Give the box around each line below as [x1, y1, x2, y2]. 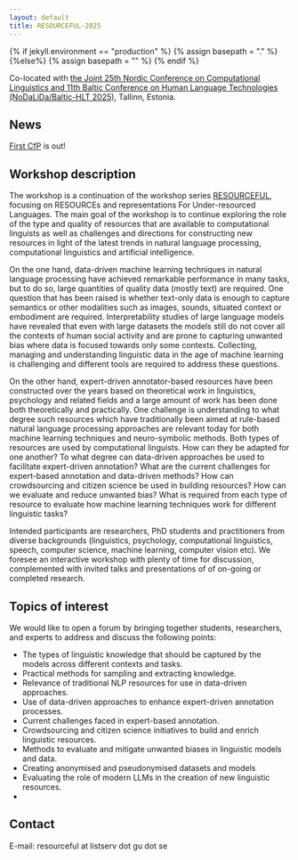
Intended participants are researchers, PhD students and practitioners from [9, 526, 285, 537]
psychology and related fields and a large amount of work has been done [9, 395, 278, 406]
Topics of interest [9, 598, 109, 614]
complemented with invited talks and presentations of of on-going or [9, 564, 262, 574]
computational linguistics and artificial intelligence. [9, 247, 195, 258]
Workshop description [9, 166, 136, 182]
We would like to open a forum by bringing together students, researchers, [9, 622, 283, 633]
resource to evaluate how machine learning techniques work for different [9, 499, 277, 510]
